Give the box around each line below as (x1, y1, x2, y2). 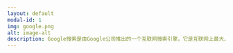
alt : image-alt (7, 29, 51, 36)
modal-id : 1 (7, 17, 42, 23)
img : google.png (7, 23, 54, 30)
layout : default (7, 10, 54, 17)
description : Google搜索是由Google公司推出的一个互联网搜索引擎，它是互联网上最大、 (7, 36, 230, 43)
